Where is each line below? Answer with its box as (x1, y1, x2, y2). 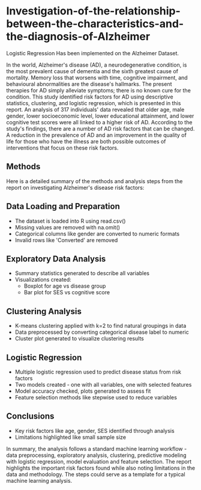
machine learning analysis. (6, 477, 73, 484)
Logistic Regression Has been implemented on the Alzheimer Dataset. (6, 49, 179, 56)
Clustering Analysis (6, 306, 82, 316)
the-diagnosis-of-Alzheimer (6, 30, 151, 43)
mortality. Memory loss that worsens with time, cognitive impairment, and (6, 74, 188, 81)
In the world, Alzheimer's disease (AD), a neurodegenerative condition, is (6, 61, 187, 68)
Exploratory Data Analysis (6, 253, 106, 264)
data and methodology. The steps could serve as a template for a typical (6, 470, 185, 478)
